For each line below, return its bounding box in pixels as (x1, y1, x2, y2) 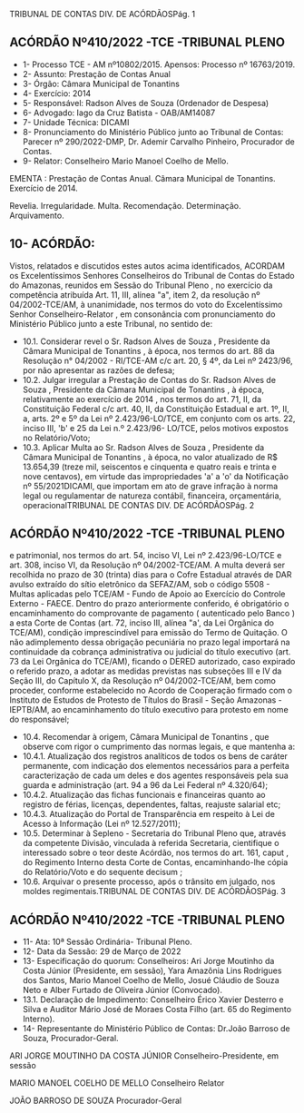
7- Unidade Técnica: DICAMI (22, 116, 130, 127)
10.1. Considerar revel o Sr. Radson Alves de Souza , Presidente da (22, 336, 270, 347)
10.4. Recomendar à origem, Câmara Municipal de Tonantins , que (22, 732, 270, 743)
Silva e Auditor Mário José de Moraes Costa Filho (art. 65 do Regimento (22, 1004, 292, 1015)
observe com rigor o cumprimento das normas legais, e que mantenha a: (22, 741, 296, 753)
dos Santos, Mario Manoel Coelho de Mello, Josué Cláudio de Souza (22, 975, 279, 986)
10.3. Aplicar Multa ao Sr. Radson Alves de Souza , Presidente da (22, 441, 265, 453)
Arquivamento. (9, 210, 65, 221)
